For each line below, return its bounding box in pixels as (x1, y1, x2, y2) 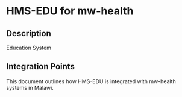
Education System (6, 44, 51, 51)
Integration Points (6, 61, 75, 72)
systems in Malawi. (6, 84, 54, 91)
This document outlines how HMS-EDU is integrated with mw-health (6, 77, 176, 85)
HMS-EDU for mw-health (6, 4, 134, 18)
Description (6, 28, 51, 39)
